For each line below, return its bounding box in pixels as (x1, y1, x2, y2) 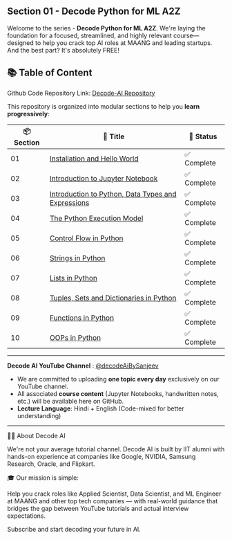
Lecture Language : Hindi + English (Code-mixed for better (17, 404, 184, 413)
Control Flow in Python (49, 233, 124, 243)
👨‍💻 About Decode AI (7, 431, 66, 440)
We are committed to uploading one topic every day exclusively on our (17, 375, 220, 383)
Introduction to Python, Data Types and (49, 189, 177, 199)
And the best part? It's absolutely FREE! (7, 46, 119, 54)
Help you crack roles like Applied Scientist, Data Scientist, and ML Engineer (7, 489, 222, 498)
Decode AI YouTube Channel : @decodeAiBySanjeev (7, 361, 159, 370)
